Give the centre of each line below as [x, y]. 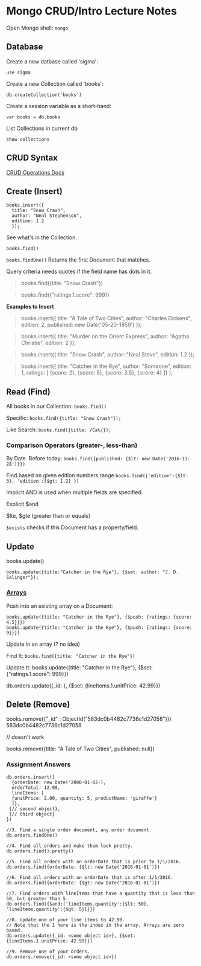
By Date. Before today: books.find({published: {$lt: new [78, 459]
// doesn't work [25, 737]
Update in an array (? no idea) [43, 644]
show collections [28, 139]
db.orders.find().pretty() [40, 851]
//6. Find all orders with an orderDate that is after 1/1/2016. [90, 877]
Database [25, 47]
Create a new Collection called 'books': [55, 83]
